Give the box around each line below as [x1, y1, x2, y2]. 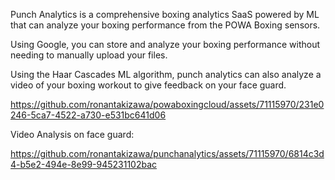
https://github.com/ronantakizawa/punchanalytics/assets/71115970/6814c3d [10, 148, 325, 159]
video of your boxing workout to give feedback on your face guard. [10, 79, 287, 91]
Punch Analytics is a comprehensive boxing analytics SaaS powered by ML [10, 9, 320, 20]
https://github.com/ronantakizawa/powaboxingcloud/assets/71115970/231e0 [10, 99, 325, 110]
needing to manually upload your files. [10, 49, 168, 61]
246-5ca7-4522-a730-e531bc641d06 [10, 109, 167, 121]
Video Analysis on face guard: [10, 129, 135, 140]
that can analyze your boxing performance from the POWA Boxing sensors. [10, 19, 321, 31]
